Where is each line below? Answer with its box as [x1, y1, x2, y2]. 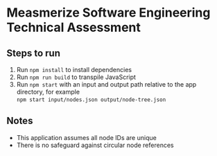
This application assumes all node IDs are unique [16, 133, 157, 141]
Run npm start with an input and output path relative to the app [16, 80, 197, 88]
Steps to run [6, 47, 60, 59]
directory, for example [16, 88, 80, 96]
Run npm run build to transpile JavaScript [16, 73, 137, 81]
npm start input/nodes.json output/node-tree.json [16, 96, 166, 103]
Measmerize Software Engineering [6, 5, 211, 21]
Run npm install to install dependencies [16, 66, 132, 73]
